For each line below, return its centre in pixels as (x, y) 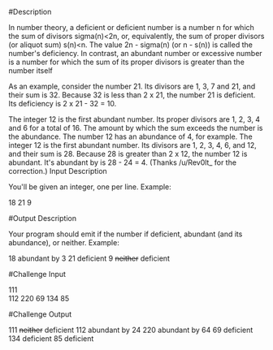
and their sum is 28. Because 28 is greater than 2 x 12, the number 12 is (128, 154)
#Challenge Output (40, 314)
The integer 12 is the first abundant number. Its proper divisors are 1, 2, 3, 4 (134, 119)
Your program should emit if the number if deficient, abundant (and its (126, 234)
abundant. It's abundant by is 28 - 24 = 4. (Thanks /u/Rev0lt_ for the (123, 162)
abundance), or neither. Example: (64, 242)
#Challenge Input (37, 274)
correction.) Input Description (58, 171)
